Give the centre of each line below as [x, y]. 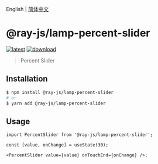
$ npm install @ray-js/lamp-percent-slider [60, 92]
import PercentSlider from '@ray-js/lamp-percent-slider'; [80, 135]
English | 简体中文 [28, 9]
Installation [27, 79]
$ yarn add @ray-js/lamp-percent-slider [56, 103]
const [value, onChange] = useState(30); [57, 145]
